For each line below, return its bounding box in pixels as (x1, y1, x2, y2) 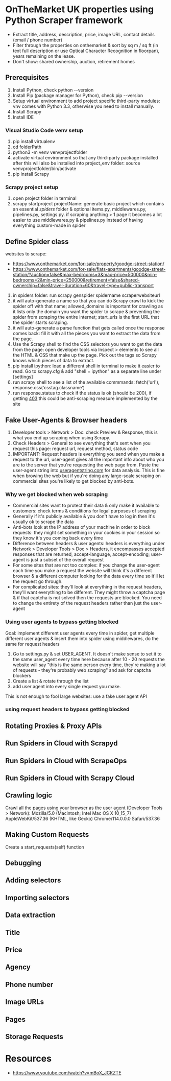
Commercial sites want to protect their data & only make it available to (12, 502, 160, 509)
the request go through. (12, 578, 63, 584)
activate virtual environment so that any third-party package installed (12, 155, 158, 161)
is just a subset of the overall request (26, 557, 104, 563)
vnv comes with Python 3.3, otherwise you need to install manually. (12, 103, 155, 109)
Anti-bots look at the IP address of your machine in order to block (12, 524, 151, 530)
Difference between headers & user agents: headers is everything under (12, 540, 165, 547)
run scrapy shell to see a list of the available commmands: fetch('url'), (12, 379, 160, 385)
